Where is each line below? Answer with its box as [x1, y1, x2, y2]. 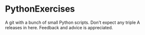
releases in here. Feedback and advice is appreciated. [5, 24, 113, 30]
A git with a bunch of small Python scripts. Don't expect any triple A [5, 19, 140, 25]
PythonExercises [5, 3, 75, 15]
